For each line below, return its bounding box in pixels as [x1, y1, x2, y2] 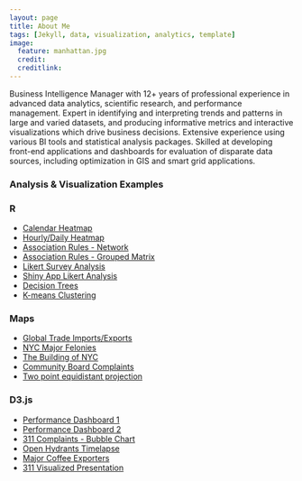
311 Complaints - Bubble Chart [22, 433, 135, 444]
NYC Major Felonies [22, 342, 96, 353]
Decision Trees [22, 281, 78, 291]
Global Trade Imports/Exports [22, 333, 133, 344]
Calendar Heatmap [22, 223, 93, 234]
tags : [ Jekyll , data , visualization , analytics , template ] [9, 30, 236, 39]
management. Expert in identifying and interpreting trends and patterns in [9, 107, 283, 118]
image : [9, 38, 34, 48]
